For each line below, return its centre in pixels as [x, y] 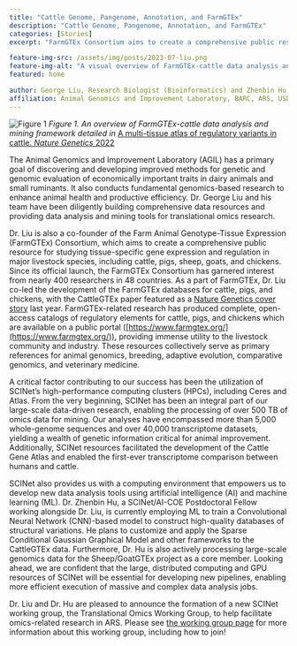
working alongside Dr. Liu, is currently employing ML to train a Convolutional [148, 511]
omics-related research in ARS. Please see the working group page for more [148, 622]
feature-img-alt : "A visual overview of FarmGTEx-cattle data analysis [144, 66]
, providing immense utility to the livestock [191, 336]
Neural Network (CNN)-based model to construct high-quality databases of [147, 521]
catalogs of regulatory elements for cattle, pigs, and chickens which [160, 317]
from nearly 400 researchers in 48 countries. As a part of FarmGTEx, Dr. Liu [148, 280]
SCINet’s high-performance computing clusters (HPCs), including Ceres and [148, 391]
